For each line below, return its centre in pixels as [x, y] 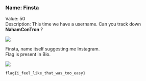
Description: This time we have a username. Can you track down [73, 24]
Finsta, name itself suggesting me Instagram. [53, 49]
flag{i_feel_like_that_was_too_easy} [45, 73]
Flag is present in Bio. [28, 55]
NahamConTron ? [24, 30]
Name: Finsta [22, 8]
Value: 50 [15, 19]
